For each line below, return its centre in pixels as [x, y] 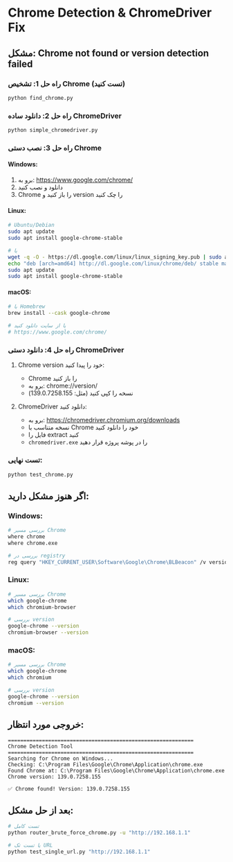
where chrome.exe [33, 543]
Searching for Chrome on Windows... [60, 759]
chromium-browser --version [48, 632]
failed [20, 64]
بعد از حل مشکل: [41, 810]
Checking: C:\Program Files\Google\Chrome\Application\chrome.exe [105, 765]
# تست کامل [24, 827]
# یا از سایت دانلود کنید [37, 326]
